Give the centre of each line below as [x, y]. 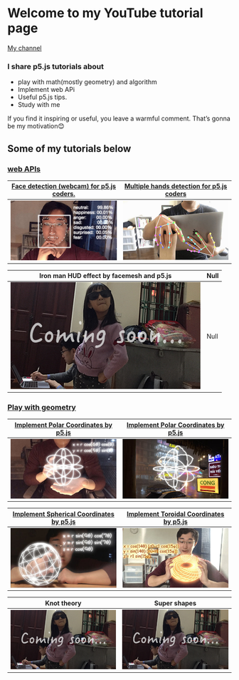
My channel [25, 48]
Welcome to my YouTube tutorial [106, 13]
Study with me [39, 105]
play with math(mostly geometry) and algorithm [87, 82]
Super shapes [175, 603]
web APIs [24, 169]
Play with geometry [42, 407]
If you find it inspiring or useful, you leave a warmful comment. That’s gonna [119, 118]
